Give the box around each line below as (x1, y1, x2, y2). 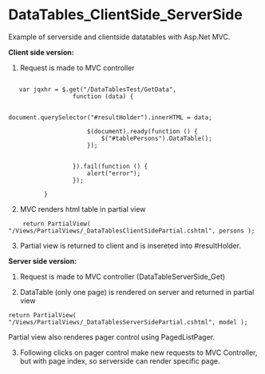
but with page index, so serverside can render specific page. (19, 356, 220, 365)
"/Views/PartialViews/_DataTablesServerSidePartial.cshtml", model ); (8, 318, 248, 326)
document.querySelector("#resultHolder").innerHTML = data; (8, 113, 213, 121)
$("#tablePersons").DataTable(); (101, 134, 213, 142)
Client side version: (8, 47, 74, 57)
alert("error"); (86, 169, 141, 177)
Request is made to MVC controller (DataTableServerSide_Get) (19, 272, 226, 281)
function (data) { (72, 92, 134, 101)
